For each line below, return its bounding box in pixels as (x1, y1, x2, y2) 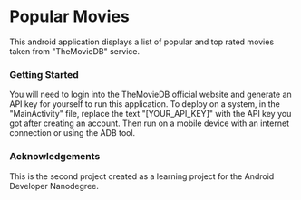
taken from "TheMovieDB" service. (9, 45, 141, 56)
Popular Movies (9, 6, 130, 27)
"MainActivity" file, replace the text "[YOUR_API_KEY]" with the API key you (9, 109, 292, 119)
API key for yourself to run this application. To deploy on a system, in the (9, 99, 281, 110)
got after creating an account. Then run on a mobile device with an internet (9, 118, 290, 129)
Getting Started (9, 68, 79, 81)
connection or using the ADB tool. (9, 128, 136, 138)
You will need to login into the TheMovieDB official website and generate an (9, 89, 292, 100)
